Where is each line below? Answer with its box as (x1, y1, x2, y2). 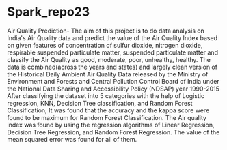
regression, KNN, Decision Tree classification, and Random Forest (7, 99, 193, 107)
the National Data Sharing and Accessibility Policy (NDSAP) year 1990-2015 (7, 85, 220, 93)
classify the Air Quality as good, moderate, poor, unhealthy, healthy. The (7, 55, 211, 63)
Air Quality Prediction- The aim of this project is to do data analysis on (7, 27, 205, 35)
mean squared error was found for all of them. (7, 135, 137, 143)
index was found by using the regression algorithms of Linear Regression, (7, 121, 215, 129)
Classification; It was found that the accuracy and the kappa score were (7, 106, 210, 115)
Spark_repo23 (7, 4, 90, 20)
